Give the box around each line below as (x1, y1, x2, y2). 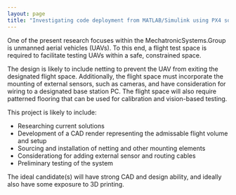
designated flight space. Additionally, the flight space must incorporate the (7, 72, 223, 81)
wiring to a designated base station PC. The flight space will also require (7, 87, 217, 95)
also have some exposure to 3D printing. (7, 180, 124, 188)
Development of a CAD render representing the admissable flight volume (17, 129, 228, 137)
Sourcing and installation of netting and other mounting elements (17, 144, 206, 152)
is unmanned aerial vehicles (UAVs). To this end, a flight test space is (7, 43, 207, 52)
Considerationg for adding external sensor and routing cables (17, 152, 196, 160)
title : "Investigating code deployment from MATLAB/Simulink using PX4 (7, 17, 221, 24)
